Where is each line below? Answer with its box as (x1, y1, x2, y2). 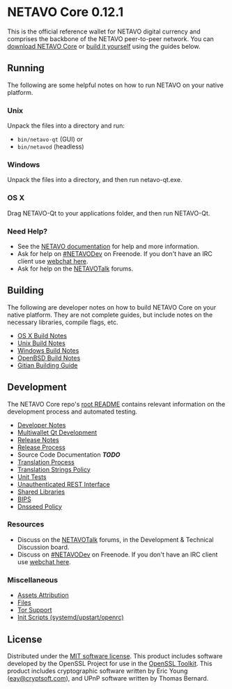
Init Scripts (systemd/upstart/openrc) (17, 613, 124, 621)
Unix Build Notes (17, 339, 66, 347)
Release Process (17, 443, 66, 451)
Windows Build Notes (17, 346, 79, 354)
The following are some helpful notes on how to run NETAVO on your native (7, 81, 224, 89)
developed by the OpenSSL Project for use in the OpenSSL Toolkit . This (7, 659, 212, 667)
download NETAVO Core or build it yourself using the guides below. (7, 42, 201, 50)
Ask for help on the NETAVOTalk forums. (17, 264, 134, 273)
